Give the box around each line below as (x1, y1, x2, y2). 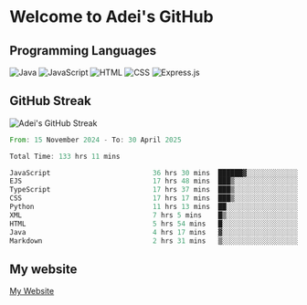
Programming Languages (9, 43, 157, 58)
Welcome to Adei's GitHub (9, 6, 214, 27)
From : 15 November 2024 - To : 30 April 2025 (9, 135, 182, 144)
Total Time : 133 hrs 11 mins (9, 152, 121, 161)
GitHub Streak (9, 93, 91, 109)
